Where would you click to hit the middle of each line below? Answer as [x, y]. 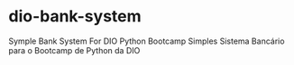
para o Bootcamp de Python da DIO [74, 50]
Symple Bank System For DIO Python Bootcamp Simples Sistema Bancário [147, 41]
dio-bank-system [75, 16]
